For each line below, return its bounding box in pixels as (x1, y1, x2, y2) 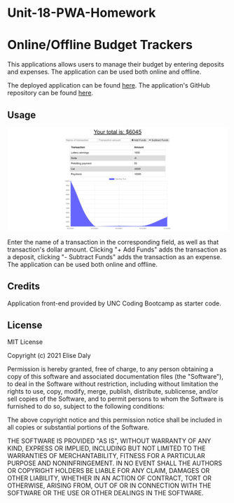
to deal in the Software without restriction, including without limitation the (7, 380, 219, 388)
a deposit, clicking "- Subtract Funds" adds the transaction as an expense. (7, 252, 222, 261)
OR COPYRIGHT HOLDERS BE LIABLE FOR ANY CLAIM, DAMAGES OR (7, 467, 210, 475)
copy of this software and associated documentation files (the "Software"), (7, 373, 224, 381)
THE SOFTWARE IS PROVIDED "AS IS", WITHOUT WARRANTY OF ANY (7, 436, 212, 446)
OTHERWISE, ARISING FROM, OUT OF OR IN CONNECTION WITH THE (7, 481, 212, 490)
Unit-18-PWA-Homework (7, 5, 156, 21)
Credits (7, 280, 41, 292)
